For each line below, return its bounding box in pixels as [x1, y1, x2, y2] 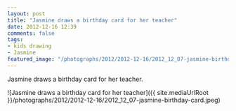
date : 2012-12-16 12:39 [7, 23, 77, 30]
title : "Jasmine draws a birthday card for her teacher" [7, 17, 178, 24]
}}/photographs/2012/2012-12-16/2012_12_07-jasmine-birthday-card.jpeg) [7, 96, 221, 104]
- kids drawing [7, 43, 52, 50]
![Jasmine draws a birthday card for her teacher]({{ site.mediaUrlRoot [7, 88, 209, 96]
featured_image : [7, 56, 55, 63]
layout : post [7, 10, 46, 17]
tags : [7, 36, 23, 43]
